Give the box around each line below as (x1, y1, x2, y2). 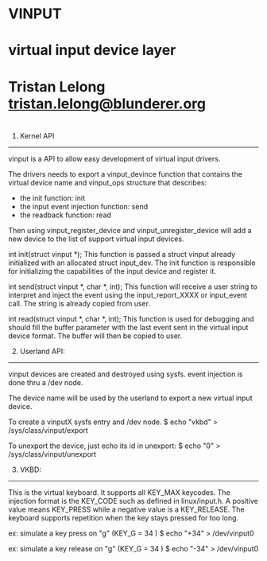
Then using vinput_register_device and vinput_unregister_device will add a (8, 225, 252, 235)
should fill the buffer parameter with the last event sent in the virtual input (8, 322, 249, 332)
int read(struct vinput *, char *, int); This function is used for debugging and (8, 314, 254, 323)
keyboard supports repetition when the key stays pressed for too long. (8, 512, 239, 522)
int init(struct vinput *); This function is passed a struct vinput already (8, 249, 236, 259)
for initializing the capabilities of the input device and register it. (8, 266, 217, 275)
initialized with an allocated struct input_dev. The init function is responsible (8, 258, 256, 267)
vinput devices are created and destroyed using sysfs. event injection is (8, 369, 243, 379)
